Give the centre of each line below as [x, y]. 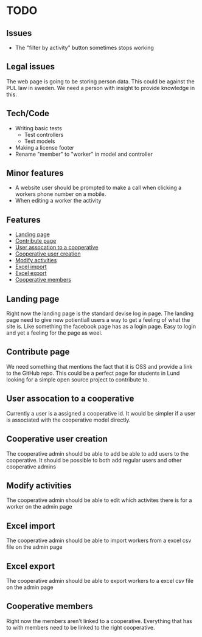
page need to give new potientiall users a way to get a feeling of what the [98, 320]
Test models [40, 141]
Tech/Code [28, 113]
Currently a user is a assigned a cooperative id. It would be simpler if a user [101, 413]
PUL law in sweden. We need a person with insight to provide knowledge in [101, 88]
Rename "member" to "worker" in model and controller [84, 154]
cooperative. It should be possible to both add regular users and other [94, 460]
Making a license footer [45, 147]
